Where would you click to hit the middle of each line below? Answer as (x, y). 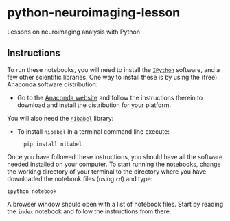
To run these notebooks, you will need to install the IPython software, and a (114, 69)
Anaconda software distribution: (53, 84)
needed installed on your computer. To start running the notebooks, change (114, 164)
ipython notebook (32, 191)
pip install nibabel (53, 144)
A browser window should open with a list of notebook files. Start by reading (115, 204)
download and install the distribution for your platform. (94, 105)
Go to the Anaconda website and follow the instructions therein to (110, 97)
